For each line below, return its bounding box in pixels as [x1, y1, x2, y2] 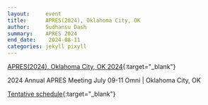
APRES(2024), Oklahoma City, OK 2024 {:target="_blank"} [7, 63, 176, 70]
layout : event [7, 10, 62, 18]
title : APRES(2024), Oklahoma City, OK [7, 17, 141, 24]
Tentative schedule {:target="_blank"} [7, 89, 116, 98]
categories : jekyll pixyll [7, 43, 87, 50]
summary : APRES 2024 [7, 30, 78, 37]
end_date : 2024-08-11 [7, 37, 81, 44]
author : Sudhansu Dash [7, 23, 87, 30]
